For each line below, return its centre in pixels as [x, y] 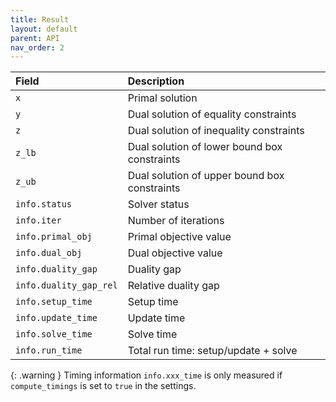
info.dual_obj [49, 253]
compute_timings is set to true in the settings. [103, 386]
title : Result [40, 19]
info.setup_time [54, 302]
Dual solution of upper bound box [206, 176]
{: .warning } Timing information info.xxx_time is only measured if [146, 375]
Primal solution [162, 98]
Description [156, 81]
